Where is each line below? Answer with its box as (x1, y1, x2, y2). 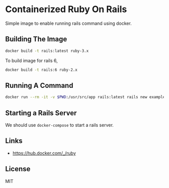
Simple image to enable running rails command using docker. (5, 20, 132, 26)
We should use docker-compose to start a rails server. (5, 122, 114, 128)
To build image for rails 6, (5, 57, 58, 64)
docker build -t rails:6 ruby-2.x (5, 67, 78, 72)
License (5, 165, 31, 173)
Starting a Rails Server (5, 109, 77, 117)
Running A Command (5, 81, 73, 89)
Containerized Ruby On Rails (5, 4, 127, 15)
